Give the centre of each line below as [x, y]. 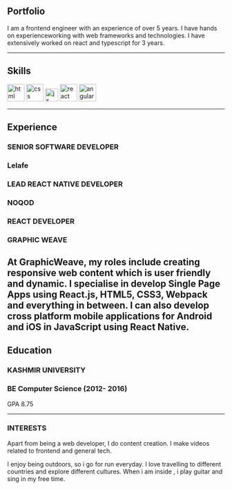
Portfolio [26, 11]
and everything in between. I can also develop [108, 305]
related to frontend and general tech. [59, 451]
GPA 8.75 [20, 403]
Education [30, 351]
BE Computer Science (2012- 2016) [67, 389]
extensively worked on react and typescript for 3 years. [86, 43]
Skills [19, 71]
